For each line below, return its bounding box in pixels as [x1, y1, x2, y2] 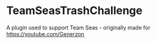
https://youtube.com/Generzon [6, 30, 84, 37]
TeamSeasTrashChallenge [6, 4, 142, 18]
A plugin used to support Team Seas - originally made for [6, 24, 151, 31]
